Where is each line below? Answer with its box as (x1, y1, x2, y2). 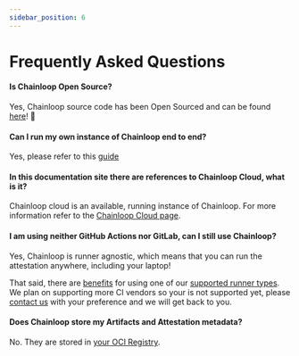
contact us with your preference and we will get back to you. (9, 296, 232, 307)
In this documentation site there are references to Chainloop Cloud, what (9, 171, 286, 182)
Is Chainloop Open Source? (9, 81, 113, 92)
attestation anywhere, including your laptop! (9, 260, 171, 270)
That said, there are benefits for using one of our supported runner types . (9, 277, 280, 288)
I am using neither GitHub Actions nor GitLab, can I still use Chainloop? (9, 231, 277, 242)
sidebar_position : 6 (9, 12, 87, 22)
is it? (9, 180, 28, 192)
